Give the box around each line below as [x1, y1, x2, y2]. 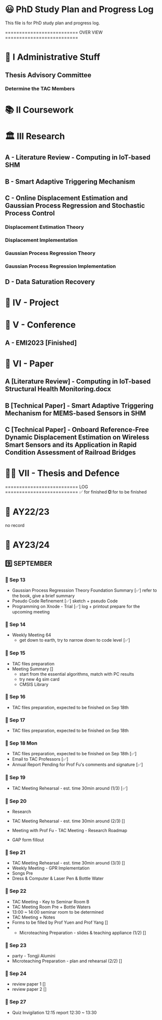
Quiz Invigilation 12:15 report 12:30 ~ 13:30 [12, 1009, 97, 1015]
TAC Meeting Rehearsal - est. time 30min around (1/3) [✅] [12, 785, 128, 791]
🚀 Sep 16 [5, 694, 26, 700]
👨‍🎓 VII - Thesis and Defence [5, 468, 120, 479]
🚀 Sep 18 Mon [5, 740, 38, 747]
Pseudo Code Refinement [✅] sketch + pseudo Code [12, 598, 118, 604]
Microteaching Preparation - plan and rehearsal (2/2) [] [12, 958, 122, 964]
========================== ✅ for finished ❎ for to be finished [5, 489, 147, 495]
